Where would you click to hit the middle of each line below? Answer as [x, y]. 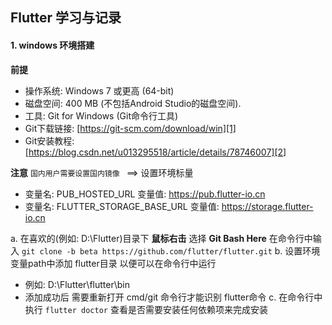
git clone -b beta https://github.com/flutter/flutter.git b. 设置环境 [171, 250]
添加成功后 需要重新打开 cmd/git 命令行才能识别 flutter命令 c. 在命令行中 [173, 297]
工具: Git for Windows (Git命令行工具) [101, 115]
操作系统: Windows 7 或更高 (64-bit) [99, 90]
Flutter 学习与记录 [66, 18]
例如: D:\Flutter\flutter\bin [77, 284]
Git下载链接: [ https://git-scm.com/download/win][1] [130, 128]
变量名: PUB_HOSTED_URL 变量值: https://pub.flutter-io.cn [145, 194]
